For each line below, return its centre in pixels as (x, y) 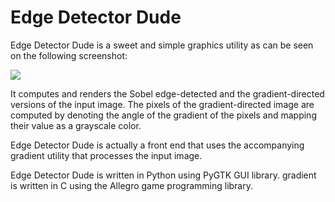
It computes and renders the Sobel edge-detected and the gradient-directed (167, 93)
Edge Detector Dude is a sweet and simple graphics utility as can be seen (162, 45)
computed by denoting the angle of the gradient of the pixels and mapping (163, 115)
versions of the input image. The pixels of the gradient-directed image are (162, 104)
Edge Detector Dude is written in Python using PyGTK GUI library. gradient (163, 175)
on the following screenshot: (69, 55)
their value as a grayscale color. (76, 125)
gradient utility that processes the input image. (106, 155)
